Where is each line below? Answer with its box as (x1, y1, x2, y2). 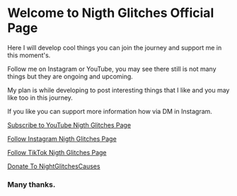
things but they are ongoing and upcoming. (7, 72, 133, 81)
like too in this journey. (7, 93, 73, 102)
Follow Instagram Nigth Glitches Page (7, 134, 117, 143)
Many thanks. (7, 179, 56, 189)
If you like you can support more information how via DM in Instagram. (7, 107, 212, 115)
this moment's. (7, 51, 51, 59)
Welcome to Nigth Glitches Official (7, 5, 214, 21)
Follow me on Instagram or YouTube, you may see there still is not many (7, 64, 217, 73)
